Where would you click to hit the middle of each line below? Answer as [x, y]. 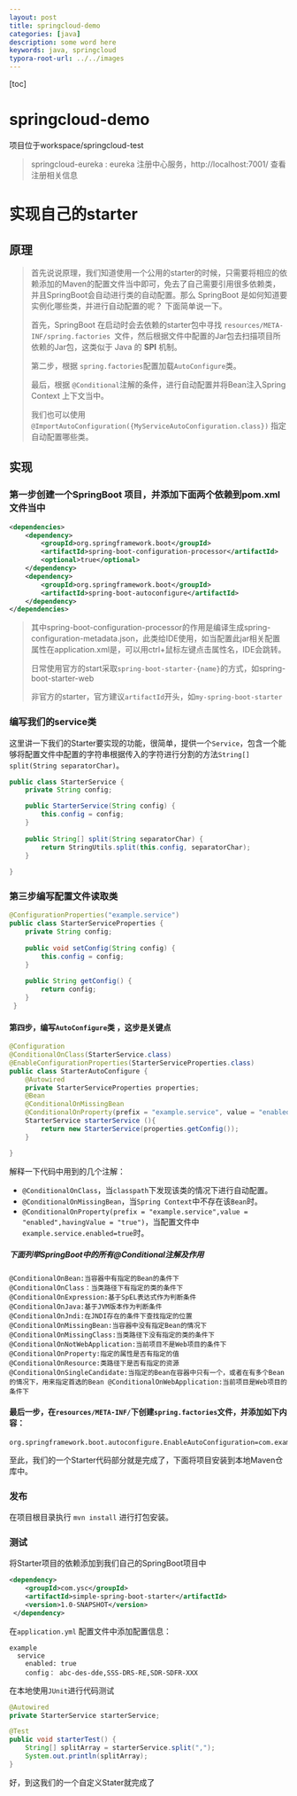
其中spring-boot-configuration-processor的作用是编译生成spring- [151, 628]
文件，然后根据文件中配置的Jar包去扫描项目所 [198, 336]
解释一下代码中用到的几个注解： [67, 1171]
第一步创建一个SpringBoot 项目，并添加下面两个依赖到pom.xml [145, 495]
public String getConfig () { [79, 981]
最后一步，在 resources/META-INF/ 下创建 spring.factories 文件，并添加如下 [145, 1412]
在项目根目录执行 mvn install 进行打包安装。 [91, 1518]
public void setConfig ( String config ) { [100, 948]
